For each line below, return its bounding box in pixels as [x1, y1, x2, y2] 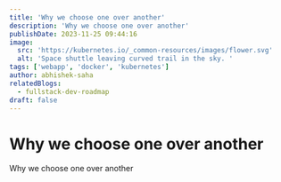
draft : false [9, 95, 58, 105]
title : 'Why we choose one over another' [9, 12, 166, 22]
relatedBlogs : [9, 79, 62, 88]
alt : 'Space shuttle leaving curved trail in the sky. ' [17, 54, 234, 63]
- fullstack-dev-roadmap [17, 87, 110, 96]
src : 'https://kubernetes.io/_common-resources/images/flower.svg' [17, 46, 274, 55]
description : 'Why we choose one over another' [9, 21, 190, 30]
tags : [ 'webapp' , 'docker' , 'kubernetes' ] [9, 63, 169, 72]
